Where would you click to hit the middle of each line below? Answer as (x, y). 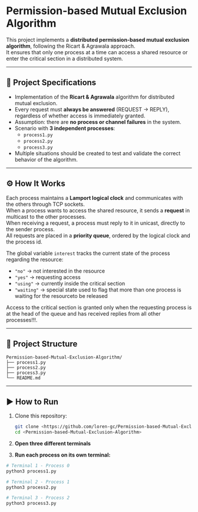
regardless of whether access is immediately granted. (80, 116)
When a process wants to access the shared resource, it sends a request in (98, 210)
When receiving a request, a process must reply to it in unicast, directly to (96, 223)
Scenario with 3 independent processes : (65, 128)
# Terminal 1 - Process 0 (38, 465)
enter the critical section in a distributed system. (65, 58)
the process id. (24, 242)
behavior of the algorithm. (46, 159)
